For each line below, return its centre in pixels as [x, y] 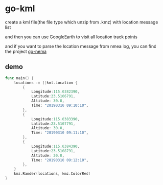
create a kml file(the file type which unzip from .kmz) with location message [81, 22]
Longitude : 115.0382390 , [55, 92]
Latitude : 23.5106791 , [53, 96]
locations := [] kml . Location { [46, 83]
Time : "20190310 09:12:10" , [60, 160]
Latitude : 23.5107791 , [53, 124]
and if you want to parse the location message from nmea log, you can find [81, 46]
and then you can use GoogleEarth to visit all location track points [71, 37]
